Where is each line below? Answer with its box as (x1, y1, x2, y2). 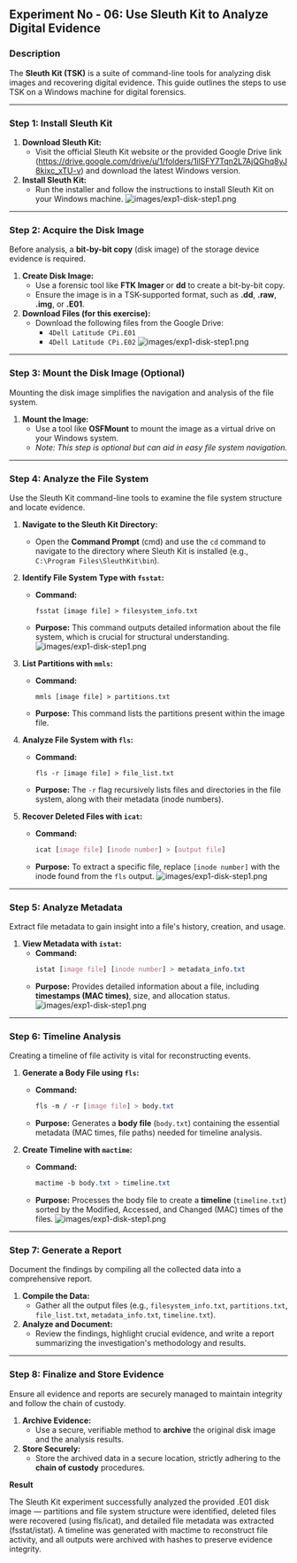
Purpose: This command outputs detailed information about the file (34, 622, 281, 633)
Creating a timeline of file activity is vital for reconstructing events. (9, 1050, 251, 1061)
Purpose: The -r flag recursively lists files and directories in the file (34, 784, 281, 795)
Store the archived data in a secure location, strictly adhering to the (34, 1452, 281, 1463)
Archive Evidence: (21, 1415, 91, 1426)
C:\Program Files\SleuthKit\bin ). (34, 555, 160, 565)
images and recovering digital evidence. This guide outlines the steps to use (9, 77, 287, 88)
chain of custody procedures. (34, 1462, 146, 1473)
